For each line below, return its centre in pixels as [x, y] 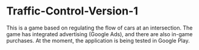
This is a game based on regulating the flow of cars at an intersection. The [100, 28]
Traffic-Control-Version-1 [72, 11]
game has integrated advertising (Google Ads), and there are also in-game [100, 34]
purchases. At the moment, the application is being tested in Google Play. [98, 40]
